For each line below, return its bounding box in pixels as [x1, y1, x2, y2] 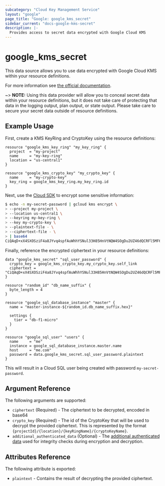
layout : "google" [5, 12, 41, 17]
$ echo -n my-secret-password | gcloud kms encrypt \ [5, 202, 118, 207]
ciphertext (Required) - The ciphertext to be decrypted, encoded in [12, 407, 150, 413]
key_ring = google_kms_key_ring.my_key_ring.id [9, 179, 109, 184]
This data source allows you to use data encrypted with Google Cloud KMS [5, 68, 157, 74]
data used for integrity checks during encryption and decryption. [12, 439, 144, 445]
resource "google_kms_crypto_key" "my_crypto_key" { [5, 171, 115, 176]
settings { [9, 313, 32, 318]
